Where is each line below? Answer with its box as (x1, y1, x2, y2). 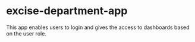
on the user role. (6, 30, 46, 37)
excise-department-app (6, 4, 128, 18)
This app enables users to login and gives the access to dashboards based (6, 24, 190, 31)
